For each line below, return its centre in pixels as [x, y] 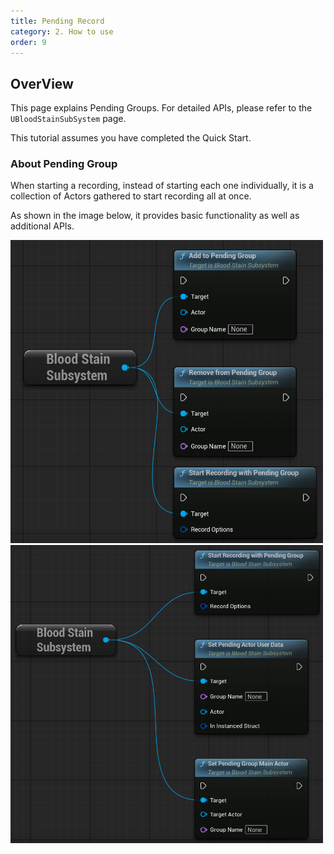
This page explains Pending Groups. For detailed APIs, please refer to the [161, 108]
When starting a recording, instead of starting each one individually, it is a [162, 186]
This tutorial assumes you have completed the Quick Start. [131, 138]
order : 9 [28, 42]
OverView [42, 83]
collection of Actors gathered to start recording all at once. [131, 196]
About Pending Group [64, 164]
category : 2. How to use [62, 31]
